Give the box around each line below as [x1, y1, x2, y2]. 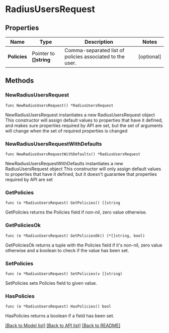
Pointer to [32, 50, 55, 57]
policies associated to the [64, 53, 125, 60]
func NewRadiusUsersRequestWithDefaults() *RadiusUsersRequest [5, 152, 141, 157]
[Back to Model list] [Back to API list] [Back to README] [5, 322, 121, 328]
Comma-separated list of [64, 47, 125, 54]
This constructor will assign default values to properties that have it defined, [5, 117, 163, 123]
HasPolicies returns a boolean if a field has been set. [5, 313, 115, 319]
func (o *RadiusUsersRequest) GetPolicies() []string [5, 200, 121, 205]
